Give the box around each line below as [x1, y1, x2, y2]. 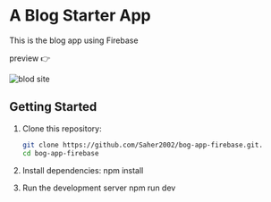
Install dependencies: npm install [21, 164, 144, 175]
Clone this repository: [21, 122, 102, 134]
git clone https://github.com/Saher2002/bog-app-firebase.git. [21, 140, 264, 149]
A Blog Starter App [9, 5, 151, 26]
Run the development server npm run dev [21, 182, 176, 193]
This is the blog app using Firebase [9, 35, 139, 46]
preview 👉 [9, 53, 51, 63]
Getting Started [9, 99, 97, 114]
